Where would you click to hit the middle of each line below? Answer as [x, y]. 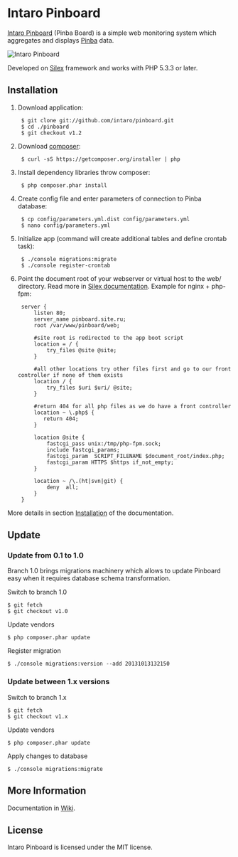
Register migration [34, 651]
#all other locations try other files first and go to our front [132, 369]
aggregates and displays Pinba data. [61, 40]
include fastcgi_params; [83, 449]
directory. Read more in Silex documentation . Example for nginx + [114, 286]
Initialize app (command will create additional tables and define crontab [122, 238]
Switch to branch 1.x [37, 697]
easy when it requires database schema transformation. [89, 578]
